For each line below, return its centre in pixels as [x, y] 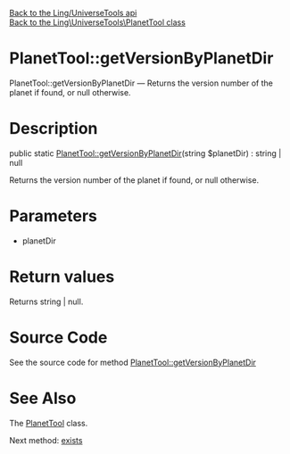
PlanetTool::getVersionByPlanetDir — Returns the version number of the [141, 83]
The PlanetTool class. [49, 423]
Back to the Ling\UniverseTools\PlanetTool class [97, 22]
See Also [43, 398]
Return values [62, 277]
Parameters [54, 216]
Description [54, 129]
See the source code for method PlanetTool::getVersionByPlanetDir [133, 362]
